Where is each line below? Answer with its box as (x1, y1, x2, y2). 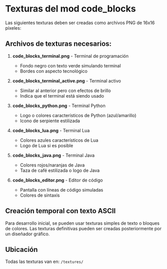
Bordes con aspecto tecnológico (20, 68, 88, 74)
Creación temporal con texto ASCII (5, 207, 116, 215)
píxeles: (5, 25, 22, 31)
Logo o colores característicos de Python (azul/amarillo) (20, 112, 137, 118)
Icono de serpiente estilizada (20, 118, 80, 124)
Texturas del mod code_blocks (5, 3, 136, 15)
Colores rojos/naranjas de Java (20, 162, 85, 168)
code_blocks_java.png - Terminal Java (12, 152, 95, 158)
